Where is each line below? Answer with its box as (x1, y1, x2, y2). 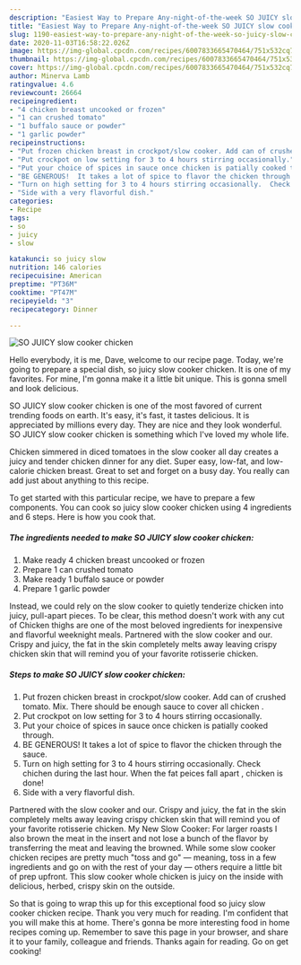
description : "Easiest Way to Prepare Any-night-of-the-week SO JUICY (9, 13, 279, 22)
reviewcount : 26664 (9, 88, 82, 97)
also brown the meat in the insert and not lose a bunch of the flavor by (9, 833, 269, 844)
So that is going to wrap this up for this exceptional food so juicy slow (9, 899, 266, 909)
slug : (9, 30, 30, 39)
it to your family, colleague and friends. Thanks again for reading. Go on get (9, 936, 289, 947)
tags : (9, 213, 30, 223)
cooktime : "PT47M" (9, 288, 78, 297)
